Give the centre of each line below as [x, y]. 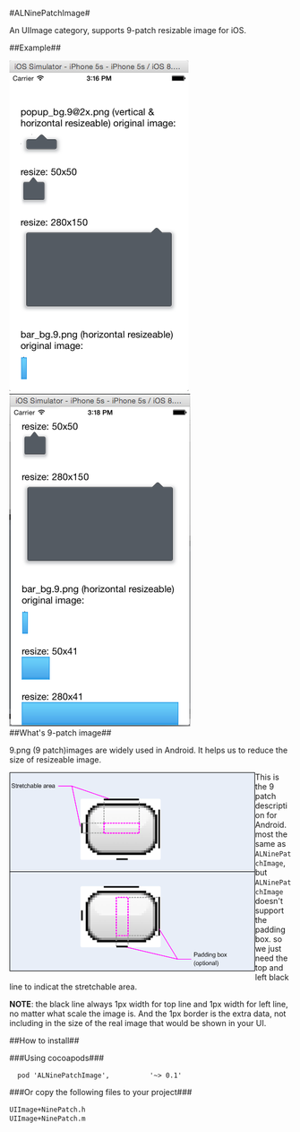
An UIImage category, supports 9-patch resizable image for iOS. [128, 30]
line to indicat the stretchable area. [73, 987]
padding [270, 929]
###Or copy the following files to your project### [101, 1092]
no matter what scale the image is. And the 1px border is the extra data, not [148, 1014]
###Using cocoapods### [57, 1058]
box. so [269, 939]
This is [267, 777]
